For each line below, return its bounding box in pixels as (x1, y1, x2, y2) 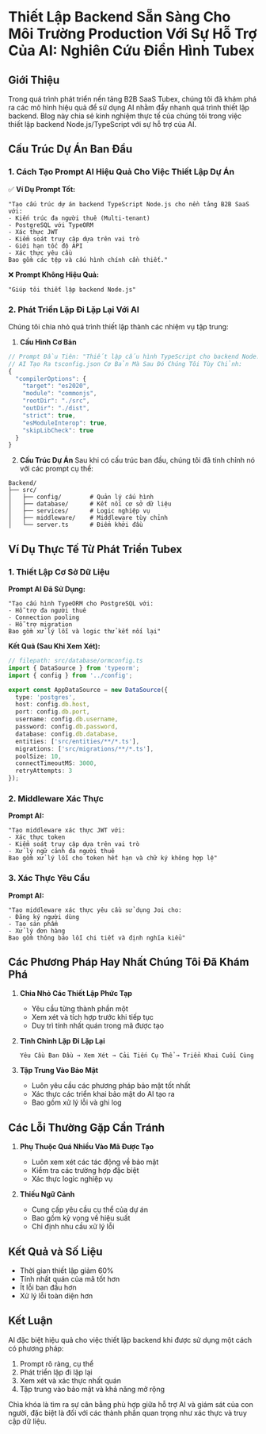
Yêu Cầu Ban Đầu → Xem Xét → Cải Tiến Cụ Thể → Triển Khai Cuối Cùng (19, 1051, 255, 1059)
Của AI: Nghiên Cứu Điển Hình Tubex (8, 42, 255, 60)
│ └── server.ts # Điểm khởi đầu (8, 521, 144, 529)
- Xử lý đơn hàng (8, 927, 66, 935)
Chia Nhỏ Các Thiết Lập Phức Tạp (19, 989, 133, 998)
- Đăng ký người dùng (8, 913, 80, 921)
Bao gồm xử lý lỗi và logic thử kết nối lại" (8, 628, 161, 636)
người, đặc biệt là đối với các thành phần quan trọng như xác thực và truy (8, 1408, 247, 1417)
